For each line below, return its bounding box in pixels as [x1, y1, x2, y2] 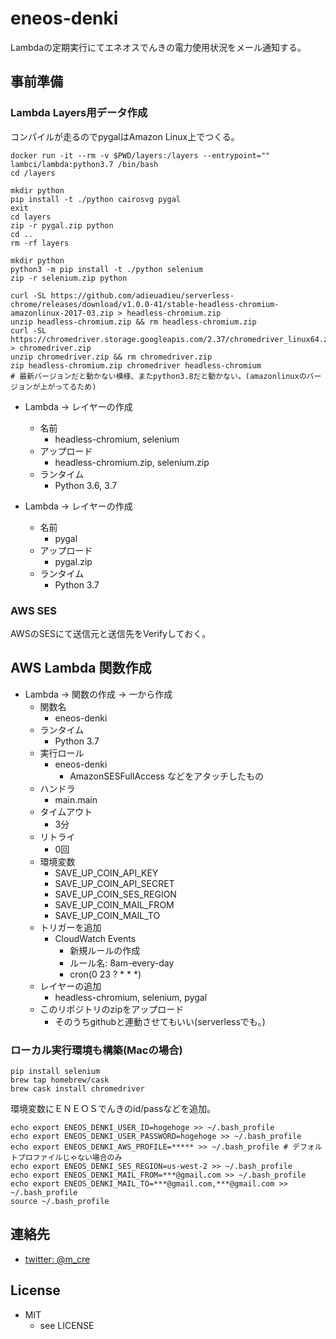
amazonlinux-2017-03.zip [10, 308, 114, 318]
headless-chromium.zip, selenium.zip [54, 456, 210, 468]
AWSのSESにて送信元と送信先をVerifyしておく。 [10, 627, 212, 639]
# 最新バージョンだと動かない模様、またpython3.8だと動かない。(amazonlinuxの [10, 371, 307, 381]
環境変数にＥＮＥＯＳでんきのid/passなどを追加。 [10, 1103, 217, 1115]
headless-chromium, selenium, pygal [54, 991, 208, 1003]
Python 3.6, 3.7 [54, 479, 118, 491]
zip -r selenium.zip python [10, 273, 128, 283]
